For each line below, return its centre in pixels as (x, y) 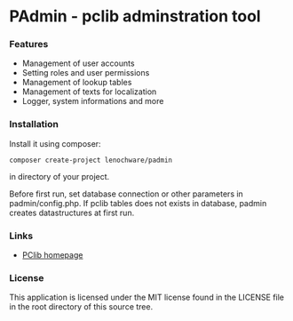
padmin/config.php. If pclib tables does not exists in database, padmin (138, 203)
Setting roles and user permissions (86, 73)
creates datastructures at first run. (72, 213)
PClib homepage (52, 255)
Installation (34, 124)
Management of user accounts (78, 63)
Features (29, 44)
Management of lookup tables (77, 83)
